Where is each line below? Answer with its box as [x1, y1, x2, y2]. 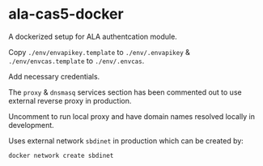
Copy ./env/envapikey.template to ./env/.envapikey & [8, 47, 190, 57]
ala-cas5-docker [8, 5, 124, 23]
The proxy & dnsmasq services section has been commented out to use [8, 87, 242, 97]
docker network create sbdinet [8, 151, 114, 160]
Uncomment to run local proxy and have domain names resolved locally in [8, 111, 255, 121]
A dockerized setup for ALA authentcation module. [8, 32, 178, 41]
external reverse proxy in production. [8, 96, 132, 105]
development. [8, 120, 54, 130]
